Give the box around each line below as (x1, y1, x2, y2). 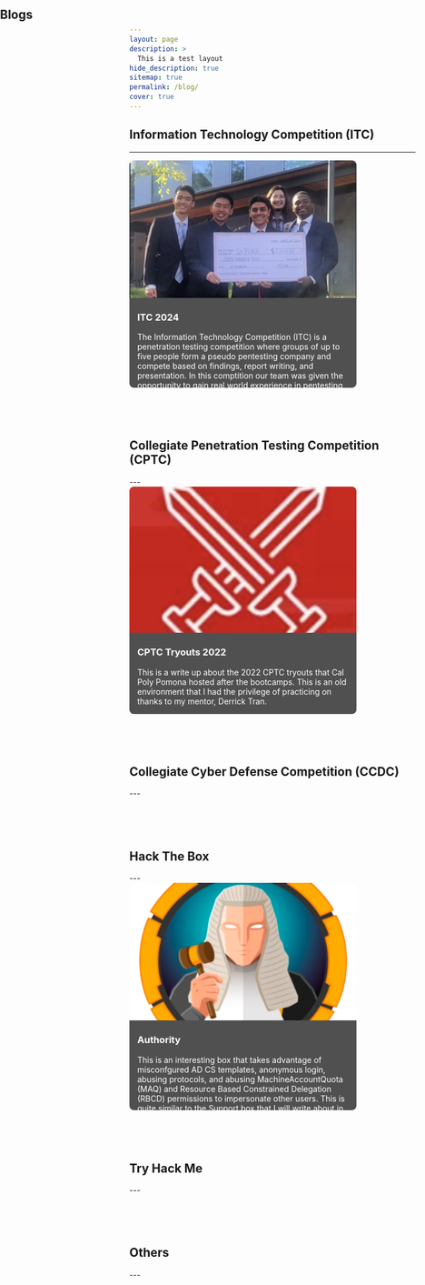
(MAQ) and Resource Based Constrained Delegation (137, 1083, 331, 1094)
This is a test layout (137, 54, 223, 63)
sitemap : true (129, 73, 183, 83)
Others (129, 1245, 170, 1260)
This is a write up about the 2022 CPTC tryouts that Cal (137, 667, 344, 678)
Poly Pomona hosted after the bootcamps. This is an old (137, 676, 347, 688)
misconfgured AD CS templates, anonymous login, (137, 1064, 326, 1075)
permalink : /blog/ (129, 83, 199, 92)
